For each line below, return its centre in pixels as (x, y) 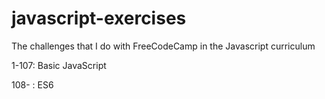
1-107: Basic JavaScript (59, 65)
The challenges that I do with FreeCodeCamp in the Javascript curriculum (163, 46)
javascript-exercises (99, 18)
